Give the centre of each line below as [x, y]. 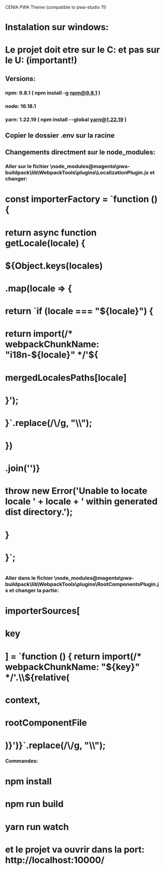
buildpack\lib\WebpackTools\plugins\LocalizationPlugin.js [77, 173]
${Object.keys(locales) [54, 266]
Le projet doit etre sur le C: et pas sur [82, 50]
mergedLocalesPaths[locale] [66, 378]
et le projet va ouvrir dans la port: [75, 849]
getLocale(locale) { [45, 243]
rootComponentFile [46, 722]
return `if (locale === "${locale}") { [79, 311]
